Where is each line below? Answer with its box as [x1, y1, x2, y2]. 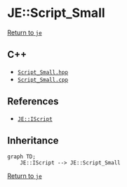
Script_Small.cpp [17, 76, 69, 83]
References [7, 95, 59, 107]
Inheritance [7, 134, 59, 146]
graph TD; [7, 153, 36, 160]
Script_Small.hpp [17, 68, 69, 76]
